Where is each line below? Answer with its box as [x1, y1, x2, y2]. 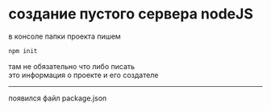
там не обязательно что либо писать [8, 61, 135, 71]
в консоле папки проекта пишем [8, 31, 121, 41]
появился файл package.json [8, 93, 107, 103]
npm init [8, 47, 38, 55]
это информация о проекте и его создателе [8, 70, 159, 80]
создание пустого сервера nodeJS [8, 5, 254, 23]
